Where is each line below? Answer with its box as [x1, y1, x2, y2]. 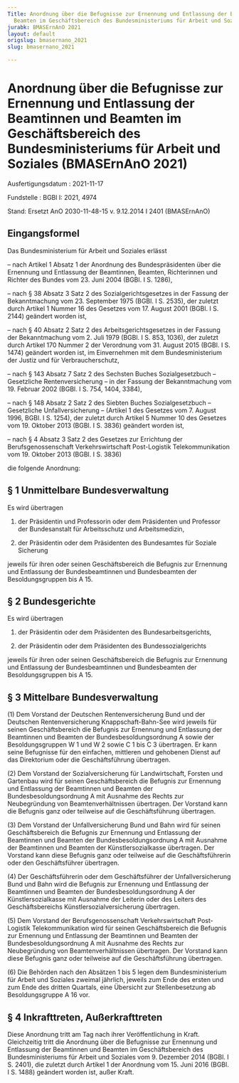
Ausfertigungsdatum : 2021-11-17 [7, 179, 104, 188]
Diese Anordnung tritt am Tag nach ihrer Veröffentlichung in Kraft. [7, 1030, 201, 1038]
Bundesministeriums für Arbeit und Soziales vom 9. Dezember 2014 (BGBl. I [7, 1053, 229, 1061]
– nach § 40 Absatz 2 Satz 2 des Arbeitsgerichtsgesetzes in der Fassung [7, 325, 221, 334]
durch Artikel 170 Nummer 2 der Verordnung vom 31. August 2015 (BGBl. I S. [7, 341, 231, 349]
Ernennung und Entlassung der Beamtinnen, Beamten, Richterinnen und [7, 267, 218, 276]
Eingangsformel [7, 228, 80, 240]
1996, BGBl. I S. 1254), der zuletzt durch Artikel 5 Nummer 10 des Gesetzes [7, 413, 227, 422]
